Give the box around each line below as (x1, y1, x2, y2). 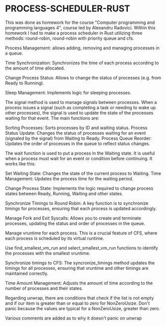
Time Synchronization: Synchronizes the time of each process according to (5, 60, 159, 66)
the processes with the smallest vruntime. (5, 250, 91, 256)
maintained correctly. (5, 270, 49, 276)
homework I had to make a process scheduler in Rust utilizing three (5, 30, 143, 36)
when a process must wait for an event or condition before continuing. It (5, 155, 153, 162)
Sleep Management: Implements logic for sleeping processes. (5, 89, 131, 95)
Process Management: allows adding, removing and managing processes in (5, 45, 160, 51)
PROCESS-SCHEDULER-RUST (5, 3, 130, 14)
